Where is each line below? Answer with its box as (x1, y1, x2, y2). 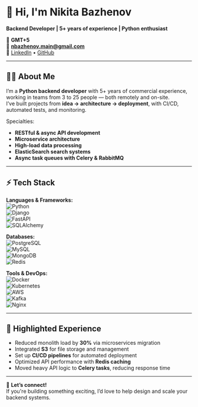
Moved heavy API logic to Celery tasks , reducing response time (14, 364, 171, 372)
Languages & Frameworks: (6, 196, 73, 204)
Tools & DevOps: (6, 269, 48, 277)
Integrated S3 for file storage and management (14, 345, 129, 353)
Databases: (6, 233, 35, 240)
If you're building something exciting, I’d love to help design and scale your (6, 387, 188, 395)
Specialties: (6, 118, 35, 125)
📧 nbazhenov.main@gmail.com (6, 43, 85, 50)
